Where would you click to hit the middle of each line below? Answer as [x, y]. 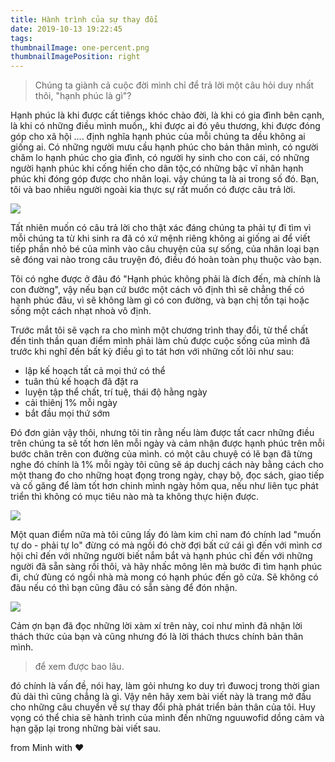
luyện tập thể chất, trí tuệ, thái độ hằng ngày [116, 392]
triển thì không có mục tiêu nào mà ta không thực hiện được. [135, 497]
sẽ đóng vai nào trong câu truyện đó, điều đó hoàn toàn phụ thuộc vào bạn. [166, 260]
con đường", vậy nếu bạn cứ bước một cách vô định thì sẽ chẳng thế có [157, 290]
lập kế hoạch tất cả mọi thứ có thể [95, 371]
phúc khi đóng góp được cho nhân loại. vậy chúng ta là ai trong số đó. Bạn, [165, 179]
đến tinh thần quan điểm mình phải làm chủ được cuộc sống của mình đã [160, 341]
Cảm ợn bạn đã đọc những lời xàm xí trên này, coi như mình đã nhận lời [156, 626]
